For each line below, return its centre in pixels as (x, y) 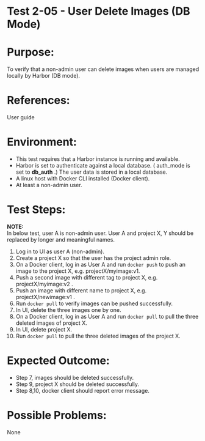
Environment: (42, 142)
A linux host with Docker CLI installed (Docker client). (83, 178)
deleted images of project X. (51, 323)
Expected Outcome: (59, 361)
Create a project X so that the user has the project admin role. (93, 258)
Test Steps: (36, 210)
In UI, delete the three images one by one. (68, 309)
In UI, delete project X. (44, 329)
